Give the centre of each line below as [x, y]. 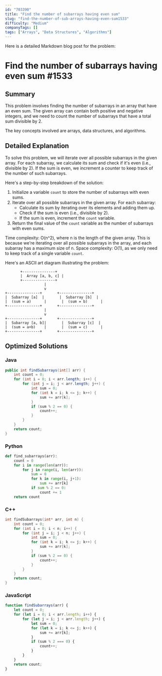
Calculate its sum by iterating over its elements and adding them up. [87, 207]
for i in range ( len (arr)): [41, 465]
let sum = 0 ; [44, 623]
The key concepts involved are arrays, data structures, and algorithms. [76, 131]
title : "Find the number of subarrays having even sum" [63, 14]
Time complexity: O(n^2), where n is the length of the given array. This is [78, 238]
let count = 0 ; [29, 610]
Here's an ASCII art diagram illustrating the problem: [57, 263]
